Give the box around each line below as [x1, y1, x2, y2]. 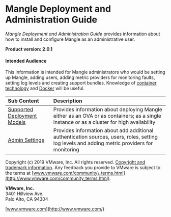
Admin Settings [8, 137, 45, 144]
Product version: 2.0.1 [5, 46, 52, 52]
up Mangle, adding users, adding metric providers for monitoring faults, [5, 74, 155, 80]
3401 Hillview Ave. [5, 191, 44, 197]
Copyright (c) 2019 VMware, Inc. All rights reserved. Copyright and [5, 159, 146, 166]
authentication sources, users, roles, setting [53, 133, 158, 141]
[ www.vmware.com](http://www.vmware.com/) [5, 206, 105, 212]
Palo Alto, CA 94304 [5, 196, 48, 202]
